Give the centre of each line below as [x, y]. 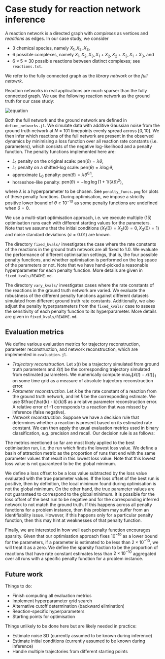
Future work [24, 574]
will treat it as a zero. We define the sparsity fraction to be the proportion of [82, 547]
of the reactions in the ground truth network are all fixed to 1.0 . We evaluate [82, 249]
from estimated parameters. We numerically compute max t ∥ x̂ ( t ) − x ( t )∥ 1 [84, 375]
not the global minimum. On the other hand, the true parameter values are [80, 489]
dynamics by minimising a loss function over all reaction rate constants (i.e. [82, 141]
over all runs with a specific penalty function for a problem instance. [74, 559]
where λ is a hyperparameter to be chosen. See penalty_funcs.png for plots [82, 191]
